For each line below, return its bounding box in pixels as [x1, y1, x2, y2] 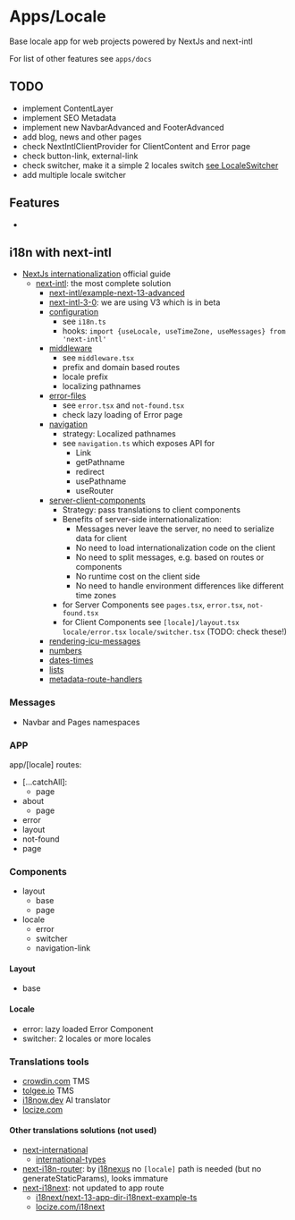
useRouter [75, 486, 114, 496]
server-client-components [48, 495, 146, 506]
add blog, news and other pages [21, 131, 142, 142]
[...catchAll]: [21, 776, 68, 787]
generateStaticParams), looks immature [21, 1173, 168, 1184]
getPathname [75, 457, 125, 468]
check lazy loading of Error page [62, 410, 183, 420]
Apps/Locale [9, 6, 107, 27]
